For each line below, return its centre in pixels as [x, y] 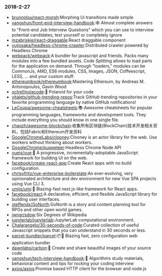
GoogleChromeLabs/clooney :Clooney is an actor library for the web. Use [84, 137]
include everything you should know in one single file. [65, 120]
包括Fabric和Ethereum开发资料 [51, 132]
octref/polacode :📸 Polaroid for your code [53, 92]
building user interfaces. [36, 199]
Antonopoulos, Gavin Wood [39, 87]
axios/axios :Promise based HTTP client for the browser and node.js [79, 269]
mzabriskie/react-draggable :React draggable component [68, 40]
